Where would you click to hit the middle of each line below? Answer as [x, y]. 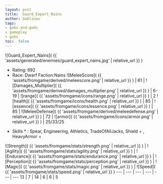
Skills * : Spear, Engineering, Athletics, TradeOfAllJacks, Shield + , [78, 131]
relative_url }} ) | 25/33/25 [38, 122]
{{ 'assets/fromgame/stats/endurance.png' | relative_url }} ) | [93, 156]
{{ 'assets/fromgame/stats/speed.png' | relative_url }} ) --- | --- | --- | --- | [80, 172]
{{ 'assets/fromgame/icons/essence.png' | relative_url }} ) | [94, 106]
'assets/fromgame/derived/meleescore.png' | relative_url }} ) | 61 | [78, 80]
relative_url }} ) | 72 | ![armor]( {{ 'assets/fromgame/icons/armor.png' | [82, 116]
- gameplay [16, 32]
